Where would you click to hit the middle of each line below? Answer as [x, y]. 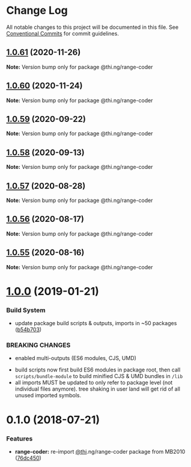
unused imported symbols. [48, 395]
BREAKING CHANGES [38, 345]
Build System [26, 310]
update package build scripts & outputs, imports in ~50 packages [96, 323]
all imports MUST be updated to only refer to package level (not [94, 383]
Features [20, 438]
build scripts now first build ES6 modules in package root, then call [98, 370]
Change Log [37, 11]
